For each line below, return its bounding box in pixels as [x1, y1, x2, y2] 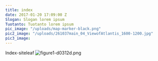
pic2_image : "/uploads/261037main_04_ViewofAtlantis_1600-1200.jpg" [5, 31, 153, 36]
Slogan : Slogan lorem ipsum [5, 17, 65, 22]
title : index [5, 7, 33, 13]
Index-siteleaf [5, 49, 35, 56]
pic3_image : [5, 36, 30, 41]
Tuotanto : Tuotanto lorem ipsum [5, 21, 74, 27]
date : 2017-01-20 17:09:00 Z [5, 12, 67, 17]
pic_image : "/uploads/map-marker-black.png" [5, 26, 101, 32]
